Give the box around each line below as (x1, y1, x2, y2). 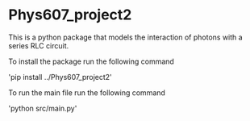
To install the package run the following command (8, 56, 175, 66)
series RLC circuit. (8, 40, 69, 50)
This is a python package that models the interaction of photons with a (8, 32, 244, 42)
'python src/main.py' (8, 103, 77, 113)
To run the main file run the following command (8, 87, 165, 98)
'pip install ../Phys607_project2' (8, 72, 113, 81)
